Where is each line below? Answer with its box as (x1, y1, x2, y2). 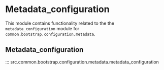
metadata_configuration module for (5, 25, 80, 31)
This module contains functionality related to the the (5, 20, 115, 26)
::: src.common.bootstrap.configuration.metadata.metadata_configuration (5, 59, 159, 65)
